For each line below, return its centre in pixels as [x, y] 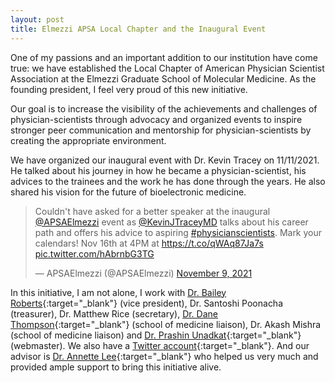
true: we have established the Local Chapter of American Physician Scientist [167, 68]
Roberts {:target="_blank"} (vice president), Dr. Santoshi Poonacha [147, 303]
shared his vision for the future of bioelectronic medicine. [128, 192]
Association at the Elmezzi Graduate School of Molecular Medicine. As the [163, 78]
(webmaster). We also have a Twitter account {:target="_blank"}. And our [160, 345]
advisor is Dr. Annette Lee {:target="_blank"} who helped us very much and [164, 356]
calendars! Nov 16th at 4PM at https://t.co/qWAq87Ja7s [149, 243]
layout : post [37, 19]
